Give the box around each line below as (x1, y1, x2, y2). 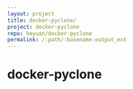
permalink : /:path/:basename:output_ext (7, 36, 127, 43)
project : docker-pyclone (7, 23, 80, 30)
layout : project (7, 10, 55, 18)
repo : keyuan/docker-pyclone (7, 29, 92, 37)
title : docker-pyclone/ (7, 17, 77, 24)
